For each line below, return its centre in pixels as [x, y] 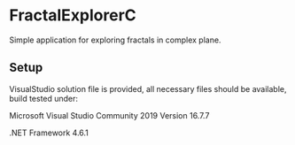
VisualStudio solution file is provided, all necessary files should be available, [148, 88]
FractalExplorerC [73, 15]
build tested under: [43, 98]
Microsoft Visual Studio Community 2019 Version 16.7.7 [109, 115]
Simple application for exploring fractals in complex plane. [115, 40]
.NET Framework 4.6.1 [49, 133]
